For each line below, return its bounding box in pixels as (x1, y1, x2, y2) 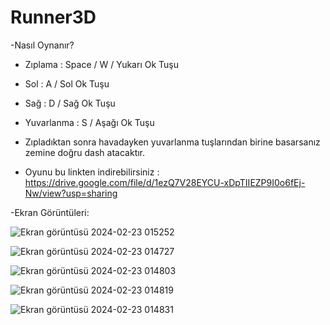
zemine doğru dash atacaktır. (24, 146, 146, 158)
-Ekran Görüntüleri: (10, 206, 90, 218)
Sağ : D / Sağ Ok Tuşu (24, 97, 116, 109)
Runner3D (10, 6, 97, 29)
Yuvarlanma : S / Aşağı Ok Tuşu (24, 116, 155, 128)
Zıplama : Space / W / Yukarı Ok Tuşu (24, 58, 179, 70)
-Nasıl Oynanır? (10, 39, 75, 51)
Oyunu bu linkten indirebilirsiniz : (24, 166, 160, 178)
